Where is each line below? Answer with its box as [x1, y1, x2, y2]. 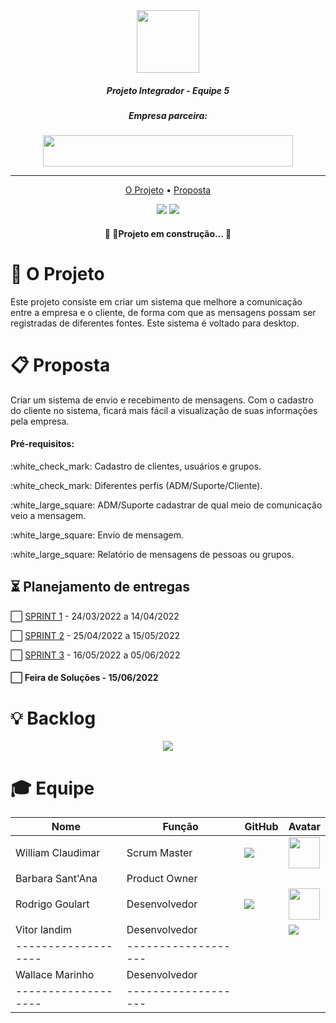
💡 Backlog [10, 707, 97, 729]
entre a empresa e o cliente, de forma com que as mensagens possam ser [10, 306, 317, 318]
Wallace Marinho [15, 968, 95, 982]
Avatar [288, 820, 321, 834]
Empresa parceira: [128, 109, 208, 121]
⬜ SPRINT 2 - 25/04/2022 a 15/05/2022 [10, 629, 181, 641]
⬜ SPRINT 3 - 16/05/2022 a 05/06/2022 [10, 649, 181, 661]
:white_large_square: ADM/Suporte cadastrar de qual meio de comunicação [10, 499, 323, 511]
